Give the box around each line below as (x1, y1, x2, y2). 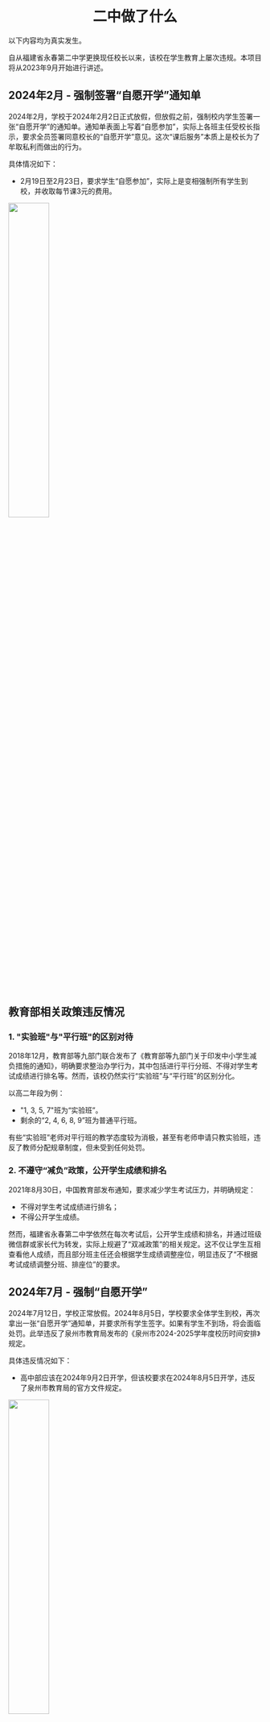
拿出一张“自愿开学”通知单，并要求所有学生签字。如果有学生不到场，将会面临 (8, 1318, 261, 1328)
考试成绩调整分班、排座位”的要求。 (8, 1259, 125, 1269)
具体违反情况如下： (8, 1355, 72, 1365)
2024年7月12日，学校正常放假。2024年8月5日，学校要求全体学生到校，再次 (8, 1308, 260, 1318)
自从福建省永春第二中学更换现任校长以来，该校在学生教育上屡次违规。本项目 (8, 52, 262, 62)
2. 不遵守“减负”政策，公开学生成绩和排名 (8, 1165, 167, 1176)
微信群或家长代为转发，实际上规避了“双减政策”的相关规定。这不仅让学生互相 (8, 1239, 261, 1249)
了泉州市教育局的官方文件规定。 (19, 1383, 126, 1392)
